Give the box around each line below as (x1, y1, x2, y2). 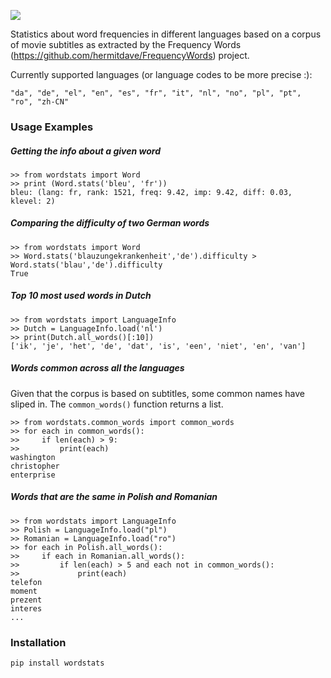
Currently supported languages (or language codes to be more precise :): (10, 69, 313, 80)
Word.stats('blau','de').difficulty (10, 260, 163, 270)
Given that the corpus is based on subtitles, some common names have (10, 387, 305, 399)
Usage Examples (10, 120, 94, 134)
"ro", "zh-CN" (10, 97, 70, 107)
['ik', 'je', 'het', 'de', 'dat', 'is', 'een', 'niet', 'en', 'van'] (10, 341, 307, 351)
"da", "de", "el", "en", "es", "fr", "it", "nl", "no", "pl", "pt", (10, 88, 302, 98)
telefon (10, 577, 43, 587)
